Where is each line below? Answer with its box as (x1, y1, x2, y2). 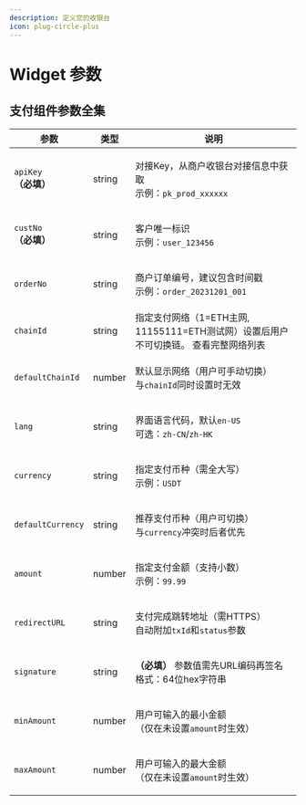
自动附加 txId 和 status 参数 (135, 623, 246, 636)
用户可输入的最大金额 (135, 757, 227, 769)
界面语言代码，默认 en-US (135, 413, 241, 426)
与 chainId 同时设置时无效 (135, 378, 241, 391)
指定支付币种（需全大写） (135, 463, 245, 476)
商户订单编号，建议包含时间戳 (135, 271, 263, 284)
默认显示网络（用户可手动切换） (135, 364, 272, 377)
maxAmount (14, 764, 56, 775)
